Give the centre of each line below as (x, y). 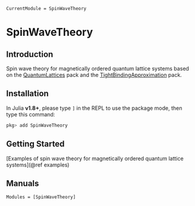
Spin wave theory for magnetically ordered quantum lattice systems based (98, 68)
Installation (27, 93)
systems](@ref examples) (38, 165)
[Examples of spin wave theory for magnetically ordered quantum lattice (95, 158)
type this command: (31, 114)
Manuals (23, 183)
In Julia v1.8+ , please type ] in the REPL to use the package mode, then (94, 108)
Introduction (30, 54)
